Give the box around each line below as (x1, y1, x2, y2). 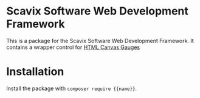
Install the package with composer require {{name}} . (6, 85, 137, 92)
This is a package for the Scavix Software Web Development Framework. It (6, 37, 195, 44)
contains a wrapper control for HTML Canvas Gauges (6, 44, 140, 51)
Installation (6, 65, 64, 79)
